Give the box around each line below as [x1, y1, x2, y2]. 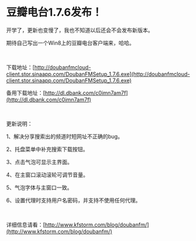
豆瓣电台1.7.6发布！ [6, 5, 103, 19]
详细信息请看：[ [6, 221, 46, 228]
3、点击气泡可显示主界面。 [6, 158, 73, 165]
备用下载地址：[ [6, 89, 46, 96]
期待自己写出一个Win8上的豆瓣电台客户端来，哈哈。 [6, 39, 135, 46]
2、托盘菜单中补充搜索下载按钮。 [6, 145, 89, 153]
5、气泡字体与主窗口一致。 [6, 184, 73, 191]
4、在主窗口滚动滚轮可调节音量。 [6, 171, 89, 178]
